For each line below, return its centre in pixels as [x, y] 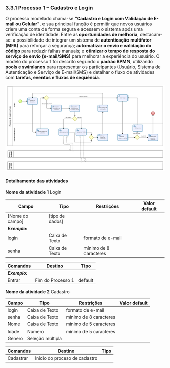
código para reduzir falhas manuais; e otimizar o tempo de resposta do [80, 51]
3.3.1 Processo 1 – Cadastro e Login [49, 8]
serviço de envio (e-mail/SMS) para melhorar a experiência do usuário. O [82, 56]
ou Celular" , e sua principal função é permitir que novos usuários [83, 24]
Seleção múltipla [45, 338]
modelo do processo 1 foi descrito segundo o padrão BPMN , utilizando [79, 62]
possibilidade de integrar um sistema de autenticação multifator [84, 40]
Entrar [14, 280]
